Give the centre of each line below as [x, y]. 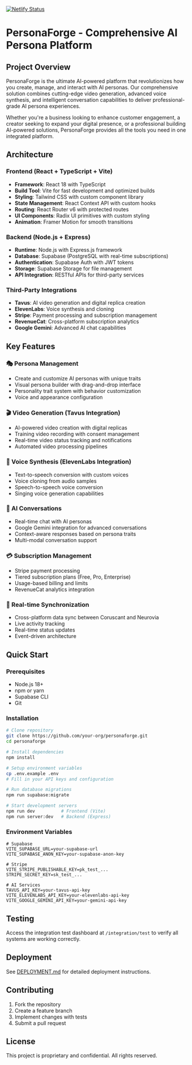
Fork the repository [38, 1004]
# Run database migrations [39, 790]
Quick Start [27, 655]
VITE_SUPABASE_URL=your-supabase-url [52, 849]
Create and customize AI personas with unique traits [78, 378]
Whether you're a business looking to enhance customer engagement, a [93, 117]
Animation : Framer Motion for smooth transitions [74, 222]
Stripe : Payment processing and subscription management [86, 315]
